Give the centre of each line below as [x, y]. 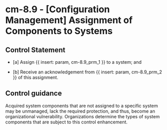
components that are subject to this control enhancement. [67, 122]
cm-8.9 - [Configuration [58, 9]
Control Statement [35, 50]
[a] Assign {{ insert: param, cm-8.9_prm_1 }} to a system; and [77, 62]
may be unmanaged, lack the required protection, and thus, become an [80, 111]
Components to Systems [59, 31]
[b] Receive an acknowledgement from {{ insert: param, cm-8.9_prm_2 [87, 72]
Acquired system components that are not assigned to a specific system [82, 106]
